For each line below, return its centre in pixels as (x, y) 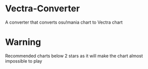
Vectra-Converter (43, 9)
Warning (23, 42)
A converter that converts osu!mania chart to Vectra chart (64, 22)
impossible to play (24, 61)
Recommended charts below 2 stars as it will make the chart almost (74, 56)
